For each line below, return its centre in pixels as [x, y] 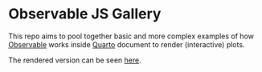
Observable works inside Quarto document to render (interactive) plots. [127, 44]
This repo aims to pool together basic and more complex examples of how [131, 36]
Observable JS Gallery [85, 14]
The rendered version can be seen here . [75, 60]
